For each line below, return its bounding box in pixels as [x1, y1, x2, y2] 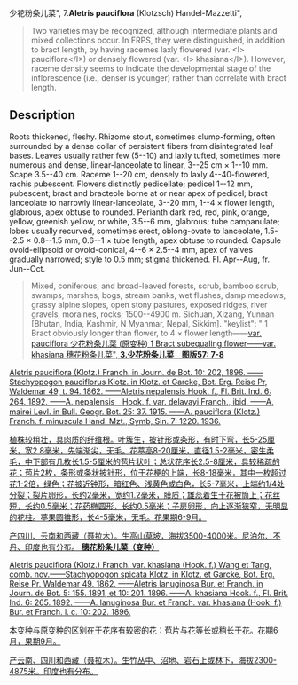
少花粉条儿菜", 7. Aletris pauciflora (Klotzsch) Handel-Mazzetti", [9, 8, 242, 18]
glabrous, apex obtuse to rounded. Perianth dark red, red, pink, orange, [9, 207, 270, 217]
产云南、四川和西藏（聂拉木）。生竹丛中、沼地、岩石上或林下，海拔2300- [9, 655, 278, 665]
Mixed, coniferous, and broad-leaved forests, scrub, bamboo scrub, [30, 280, 279, 291]
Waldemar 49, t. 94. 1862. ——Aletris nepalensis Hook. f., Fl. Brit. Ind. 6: [9, 385, 272, 397]
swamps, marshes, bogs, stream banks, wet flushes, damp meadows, [30, 289, 286, 300]
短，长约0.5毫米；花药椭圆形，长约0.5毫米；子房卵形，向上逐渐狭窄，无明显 [9, 500, 289, 511]
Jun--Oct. [9, 263, 46, 273]
